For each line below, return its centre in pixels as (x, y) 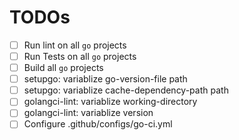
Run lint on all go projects (75, 45)
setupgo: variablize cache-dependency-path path (126, 90)
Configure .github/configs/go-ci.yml (98, 124)
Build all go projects (63, 68)
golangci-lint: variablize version (88, 113)
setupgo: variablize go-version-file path (105, 79)
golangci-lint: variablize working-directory (110, 102)
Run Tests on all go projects (80, 56)
